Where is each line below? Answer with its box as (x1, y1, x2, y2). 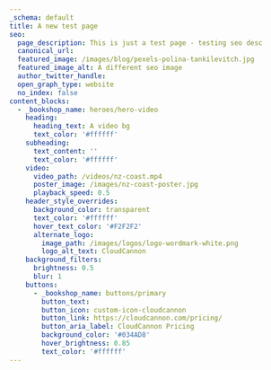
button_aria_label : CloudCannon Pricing (41, 322, 195, 331)
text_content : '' (32, 146, 99, 155)
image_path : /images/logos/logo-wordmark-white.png (41, 239, 240, 248)
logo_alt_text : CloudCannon (41, 247, 146, 256)
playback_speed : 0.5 (32, 189, 110, 198)
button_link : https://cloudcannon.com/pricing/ (41, 313, 223, 323)
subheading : (25, 138, 70, 147)
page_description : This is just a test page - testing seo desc (17, 38, 263, 48)
